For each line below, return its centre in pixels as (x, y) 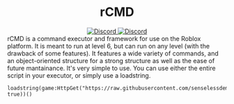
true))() (20, 94)
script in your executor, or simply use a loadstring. (79, 75)
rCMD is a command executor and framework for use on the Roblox (104, 38)
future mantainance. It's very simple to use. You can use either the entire (111, 68)
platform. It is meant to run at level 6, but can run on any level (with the (109, 46)
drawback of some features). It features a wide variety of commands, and (113, 53)
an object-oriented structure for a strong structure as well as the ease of (111, 60)
